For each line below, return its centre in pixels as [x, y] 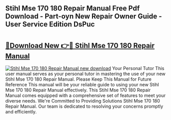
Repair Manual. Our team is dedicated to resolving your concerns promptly [84, 106]
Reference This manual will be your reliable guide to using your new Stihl [82, 85]
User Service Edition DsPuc [50, 24]
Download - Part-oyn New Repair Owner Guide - [84, 17]
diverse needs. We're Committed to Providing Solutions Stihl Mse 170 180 [83, 101]
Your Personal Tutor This [138, 68]
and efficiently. [21, 112]
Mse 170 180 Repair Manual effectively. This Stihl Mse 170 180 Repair [78, 90]
